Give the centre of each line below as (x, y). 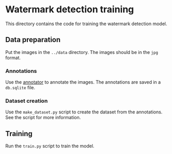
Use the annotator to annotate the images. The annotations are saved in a (83, 82)
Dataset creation (26, 101)
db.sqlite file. (20, 88)
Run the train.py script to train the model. (50, 146)
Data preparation (33, 40)
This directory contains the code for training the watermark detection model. (86, 24)
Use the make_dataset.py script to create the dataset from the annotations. (84, 112)
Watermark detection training (70, 9)
